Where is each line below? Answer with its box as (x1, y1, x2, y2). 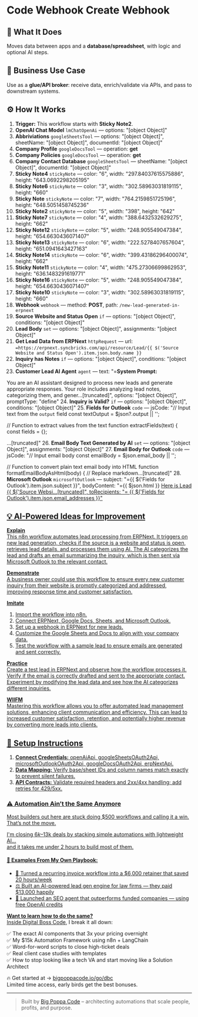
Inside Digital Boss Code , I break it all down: (6, 918, 113, 925)
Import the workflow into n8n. (15, 611, 88, 618)
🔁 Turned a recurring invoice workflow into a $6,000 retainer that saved (15, 870, 189, 877)
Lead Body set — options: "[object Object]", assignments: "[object (15, 325, 177, 332)
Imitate (6, 600, 25, 607)
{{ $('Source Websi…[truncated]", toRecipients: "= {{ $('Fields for (6, 488, 165, 495)
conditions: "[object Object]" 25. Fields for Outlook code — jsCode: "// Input (6, 404, 190, 411)
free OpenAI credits (15, 901, 63, 908)
